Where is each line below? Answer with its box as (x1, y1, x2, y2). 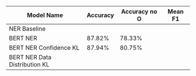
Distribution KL (9, 61, 50, 68)
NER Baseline (9, 25, 46, 33)
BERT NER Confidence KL (9, 44, 80, 51)
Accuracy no (121, 8, 157, 15)
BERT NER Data (9, 53, 52, 61)
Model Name (27, 11, 63, 19)
